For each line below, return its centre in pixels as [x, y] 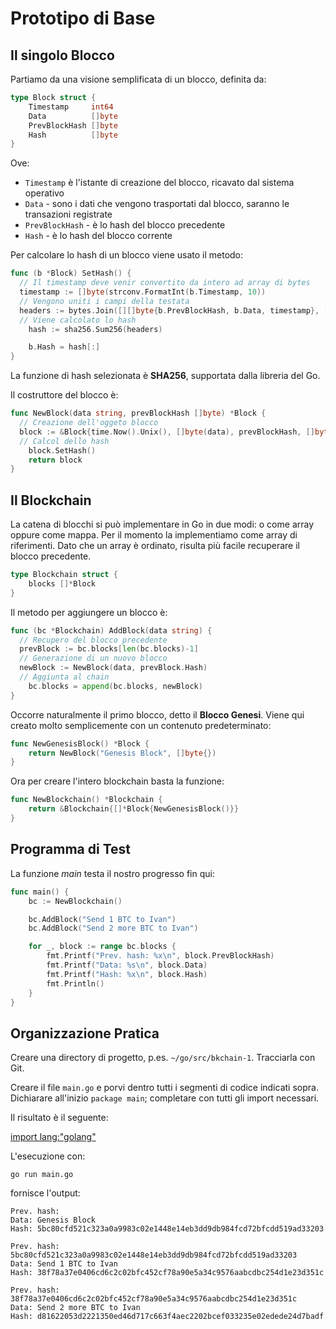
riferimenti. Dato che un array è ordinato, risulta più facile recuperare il [155, 546]
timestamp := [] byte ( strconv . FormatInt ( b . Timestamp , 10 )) [143, 292]
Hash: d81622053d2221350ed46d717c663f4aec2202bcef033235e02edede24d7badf [167, 1317]
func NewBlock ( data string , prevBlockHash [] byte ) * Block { [138, 413]
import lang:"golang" [53, 1137]
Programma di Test [70, 849]
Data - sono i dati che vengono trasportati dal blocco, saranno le [157, 204]
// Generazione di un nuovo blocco [93, 658]
